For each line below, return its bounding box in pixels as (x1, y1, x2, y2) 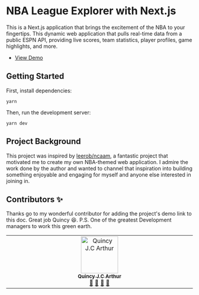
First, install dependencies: (6, 87, 72, 94)
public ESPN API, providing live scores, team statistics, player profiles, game (6, 36, 192, 43)
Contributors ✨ (6, 194, 63, 204)
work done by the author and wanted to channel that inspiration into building (6, 165, 192, 172)
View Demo (14, 54, 43, 61)
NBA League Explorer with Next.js (6, 4, 176, 18)
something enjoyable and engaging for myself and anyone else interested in (6, 171, 191, 178)
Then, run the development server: (6, 108, 91, 116)
